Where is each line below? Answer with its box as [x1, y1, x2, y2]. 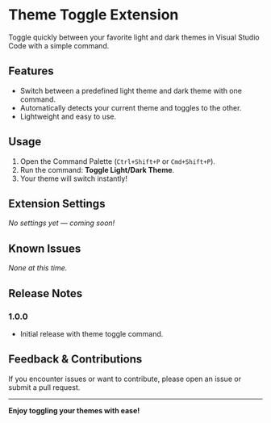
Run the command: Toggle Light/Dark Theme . [19, 165, 175, 174]
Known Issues [8, 241, 81, 255]
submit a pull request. [8, 382, 81, 392]
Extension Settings [8, 196, 106, 211]
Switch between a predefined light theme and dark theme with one [19, 86, 242, 95]
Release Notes [8, 287, 83, 300]
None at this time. [8, 263, 68, 273]
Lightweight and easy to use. [19, 111, 117, 121]
